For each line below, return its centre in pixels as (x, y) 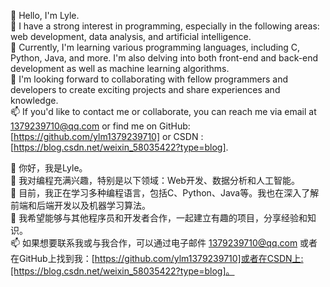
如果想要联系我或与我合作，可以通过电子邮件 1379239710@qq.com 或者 (170, 243)
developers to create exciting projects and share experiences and (145, 89)
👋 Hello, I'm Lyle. (45, 15)
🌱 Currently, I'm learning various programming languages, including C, (155, 47)
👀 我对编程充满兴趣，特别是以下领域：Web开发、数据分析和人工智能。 (155, 180)
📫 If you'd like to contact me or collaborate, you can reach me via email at (163, 111)
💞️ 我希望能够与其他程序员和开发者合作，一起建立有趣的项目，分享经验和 (159, 218)
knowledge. (34, 100)
